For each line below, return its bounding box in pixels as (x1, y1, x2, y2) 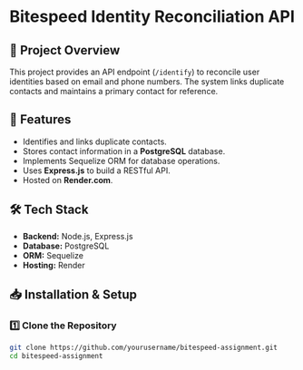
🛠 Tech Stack (9, 202, 89, 218)
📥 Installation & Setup (9, 287, 138, 303)
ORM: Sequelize (22, 249, 84, 260)
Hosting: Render (22, 259, 86, 270)
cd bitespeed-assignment (9, 352, 103, 361)
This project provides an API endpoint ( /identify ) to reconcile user (9, 66, 260, 77)
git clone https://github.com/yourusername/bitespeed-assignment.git (9, 343, 279, 353)
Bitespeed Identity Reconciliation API (9, 6, 295, 27)
